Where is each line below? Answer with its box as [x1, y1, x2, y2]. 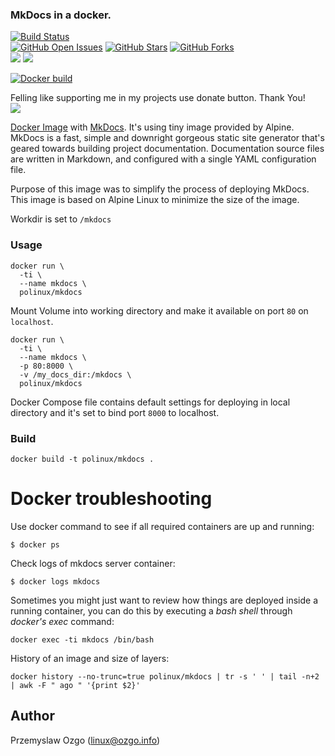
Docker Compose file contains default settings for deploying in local [10, 396, 291, 408]
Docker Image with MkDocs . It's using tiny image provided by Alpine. [10, 121, 295, 133]
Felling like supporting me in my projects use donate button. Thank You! [10, 92, 306, 104]
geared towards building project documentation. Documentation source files [10, 143, 325, 155]
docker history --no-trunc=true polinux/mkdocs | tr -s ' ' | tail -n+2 [10, 671, 320, 682]
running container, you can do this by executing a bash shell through [10, 604, 293, 617]
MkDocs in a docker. [10, 8, 112, 22]
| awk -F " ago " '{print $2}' [10, 680, 141, 690]
